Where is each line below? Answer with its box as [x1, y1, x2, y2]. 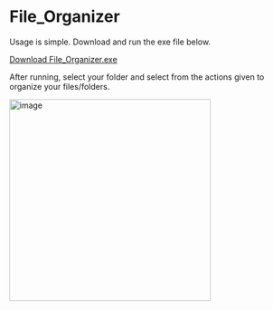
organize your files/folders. [9, 81, 110, 92]
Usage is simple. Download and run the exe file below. [9, 36, 211, 47]
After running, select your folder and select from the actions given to [9, 71, 265, 82]
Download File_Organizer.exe [9, 53, 118, 64]
